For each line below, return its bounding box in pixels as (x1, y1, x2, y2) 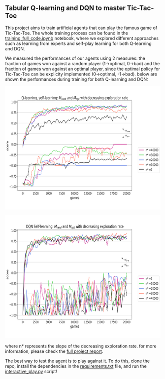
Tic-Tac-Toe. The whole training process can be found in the (5, 30, 128, 36)
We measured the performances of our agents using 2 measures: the (5, 55, 145, 61)
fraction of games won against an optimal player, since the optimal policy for (5, 66, 160, 72)
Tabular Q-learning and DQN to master (5, 4, 126, 12)
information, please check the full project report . (5, 348, 103, 354)
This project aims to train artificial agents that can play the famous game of (5, 25, 158, 31)
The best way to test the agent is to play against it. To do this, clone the (5, 358, 150, 364)
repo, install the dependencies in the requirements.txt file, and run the (5, 363, 147, 369)
